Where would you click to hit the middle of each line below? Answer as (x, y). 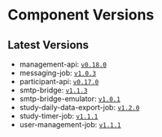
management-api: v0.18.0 (63, 64)
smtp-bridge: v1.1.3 (53, 90)
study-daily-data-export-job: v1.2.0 (79, 107)
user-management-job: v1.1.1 (70, 124)
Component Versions (81, 15)
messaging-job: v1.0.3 (58, 73)
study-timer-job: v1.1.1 (59, 116)
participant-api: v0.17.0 (59, 81)
